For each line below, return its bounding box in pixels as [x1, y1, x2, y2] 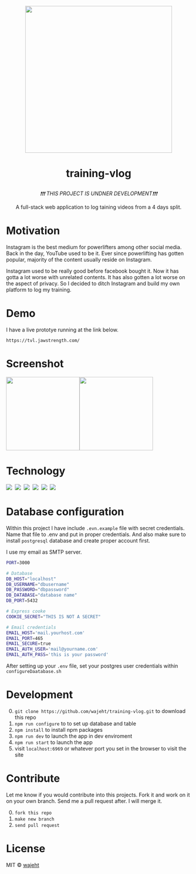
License [6, 842, 46, 855]
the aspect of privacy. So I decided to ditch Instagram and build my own [6, 280, 180, 287]
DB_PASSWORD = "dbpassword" [6, 587, 69, 593]
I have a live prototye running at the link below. [6, 326, 119, 333]
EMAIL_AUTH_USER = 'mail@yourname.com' [6, 647, 99, 652]
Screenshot [6, 357, 64, 370]
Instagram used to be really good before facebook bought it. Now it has [6, 267, 179, 274]
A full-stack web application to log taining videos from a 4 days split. [15, 203, 182, 211]
